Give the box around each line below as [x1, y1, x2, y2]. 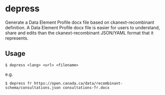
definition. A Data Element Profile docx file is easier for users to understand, [5, 24, 160, 30]
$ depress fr [5, 81, 32, 86]
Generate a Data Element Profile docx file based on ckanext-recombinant [5, 19, 155, 25]
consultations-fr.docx [62, 85, 110, 90]
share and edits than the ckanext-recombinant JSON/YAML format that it [5, 30, 154, 36]
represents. [5, 35, 29, 41]
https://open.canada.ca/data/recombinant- [34, 81, 123, 86]
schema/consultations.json [5, 85, 61, 90]
